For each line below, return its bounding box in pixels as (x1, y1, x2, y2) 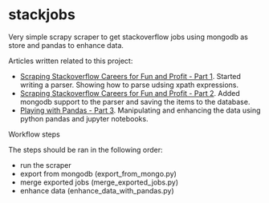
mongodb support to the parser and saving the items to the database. (19, 97, 251, 106)
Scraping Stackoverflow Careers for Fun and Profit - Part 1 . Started (19, 71, 241, 81)
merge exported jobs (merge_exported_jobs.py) (19, 177, 179, 187)
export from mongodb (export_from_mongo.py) (19, 169, 177, 178)
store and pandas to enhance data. (8, 40, 124, 50)
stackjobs (8, 6, 76, 24)
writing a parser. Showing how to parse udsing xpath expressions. (19, 80, 239, 90)
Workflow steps (8, 129, 60, 139)
